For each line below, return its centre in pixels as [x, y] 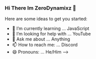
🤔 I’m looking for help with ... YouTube [52, 34]
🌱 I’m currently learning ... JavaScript [51, 28]
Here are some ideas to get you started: [46, 19]
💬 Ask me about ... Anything [41, 39]
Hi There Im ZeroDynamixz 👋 [40, 8]
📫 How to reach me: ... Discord [45, 45]
